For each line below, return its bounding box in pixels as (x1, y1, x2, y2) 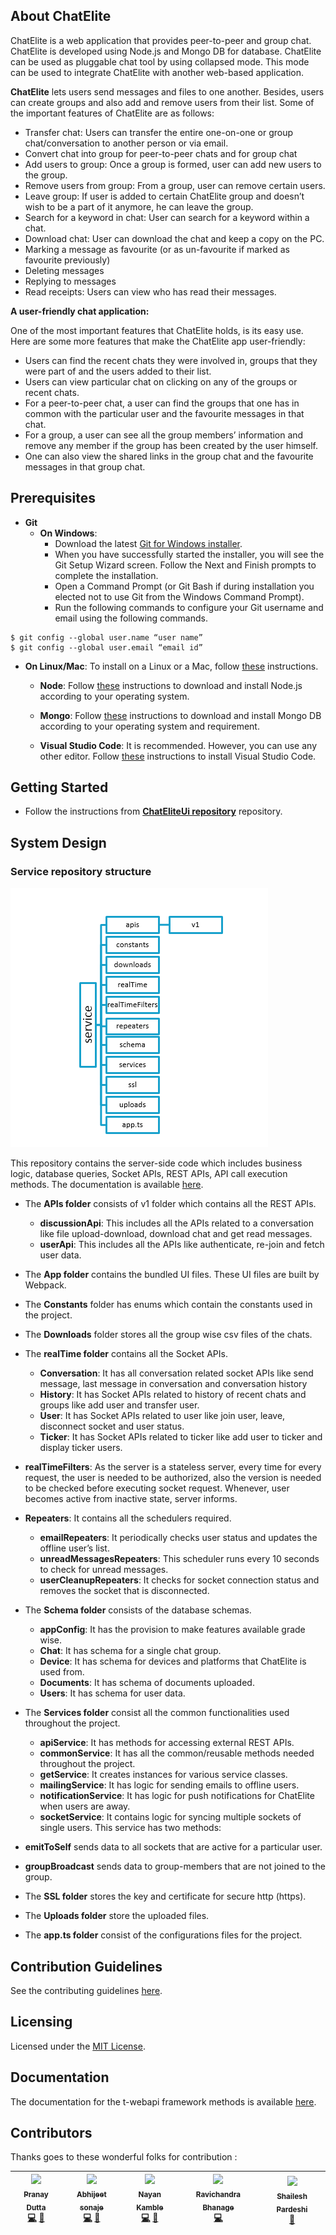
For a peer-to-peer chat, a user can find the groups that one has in (24, 397, 300, 409)
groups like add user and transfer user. (39, 1399, 200, 1411)
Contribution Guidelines (10, 1958, 163, 1975)
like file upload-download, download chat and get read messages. (39, 1228, 313, 1240)
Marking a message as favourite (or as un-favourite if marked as (24, 243, 291, 255)
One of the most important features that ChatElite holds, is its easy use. (10, 324, 304, 336)
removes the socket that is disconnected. (39, 1585, 210, 1597)
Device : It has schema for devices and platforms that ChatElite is (39, 1655, 307, 1668)
